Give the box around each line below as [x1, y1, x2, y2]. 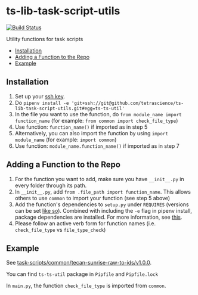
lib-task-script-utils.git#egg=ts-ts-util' [14, 105, 125, 111]
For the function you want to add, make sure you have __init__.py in [14, 175, 185, 182]
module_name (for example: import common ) [14, 136, 117, 143]
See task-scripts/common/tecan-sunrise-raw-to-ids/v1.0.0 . [6, 259, 152, 266]
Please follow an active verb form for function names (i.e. [14, 219, 156, 227]
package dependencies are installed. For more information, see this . [14, 213, 182, 221]
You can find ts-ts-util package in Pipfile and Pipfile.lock [6, 271, 159, 278]
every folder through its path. [14, 182, 87, 189]
